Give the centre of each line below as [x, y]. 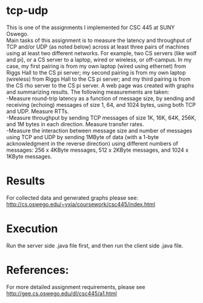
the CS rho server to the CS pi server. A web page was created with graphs [100, 85]
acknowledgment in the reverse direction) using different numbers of [92, 143]
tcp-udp [27, 11]
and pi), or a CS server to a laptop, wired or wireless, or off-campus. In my [99, 60]
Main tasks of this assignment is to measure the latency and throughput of [99, 40]
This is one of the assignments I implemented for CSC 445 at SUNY [91, 27]
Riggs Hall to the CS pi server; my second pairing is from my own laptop [96, 72]
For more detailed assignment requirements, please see [76, 287]
